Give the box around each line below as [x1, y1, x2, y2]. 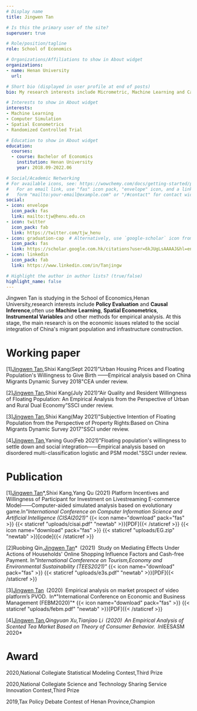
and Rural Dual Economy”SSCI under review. [6, 402, 114, 409]
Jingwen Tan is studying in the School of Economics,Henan [6, 294, 150, 302]
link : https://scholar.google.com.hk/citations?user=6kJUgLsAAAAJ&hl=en [11, 246, 193, 252]
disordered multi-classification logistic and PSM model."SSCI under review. [6, 450, 188, 457]
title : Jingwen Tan [6, 14, 54, 20]
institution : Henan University [16, 159, 93, 165]
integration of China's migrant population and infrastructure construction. [6, 326, 184, 333]
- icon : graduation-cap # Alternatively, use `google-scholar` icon [6, 235, 180, 241]
